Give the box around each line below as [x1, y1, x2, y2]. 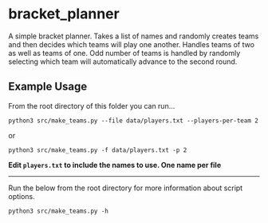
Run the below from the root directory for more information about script [8, 183, 243, 193]
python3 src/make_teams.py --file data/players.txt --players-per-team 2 [8, 117, 259, 125]
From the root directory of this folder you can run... [8, 101, 175, 110]
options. [8, 191, 36, 201]
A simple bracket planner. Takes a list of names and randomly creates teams [8, 31, 259, 41]
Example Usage [8, 80, 88, 94]
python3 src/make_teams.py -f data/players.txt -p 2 [8, 145, 187, 154]
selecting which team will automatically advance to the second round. [8, 57, 238, 66]
